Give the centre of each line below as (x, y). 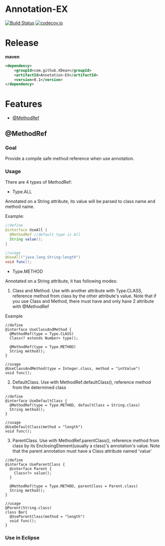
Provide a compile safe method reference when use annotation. (70, 158)
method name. (20, 206)
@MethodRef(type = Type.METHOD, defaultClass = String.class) (75, 406)
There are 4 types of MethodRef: (39, 182)
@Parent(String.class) (28, 508)
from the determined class (39, 388)
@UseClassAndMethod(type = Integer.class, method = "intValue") (73, 369)
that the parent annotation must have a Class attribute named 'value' (82, 451)
